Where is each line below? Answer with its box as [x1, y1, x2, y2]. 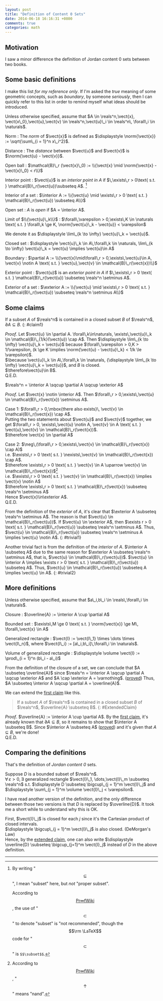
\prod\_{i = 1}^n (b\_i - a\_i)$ [5, 655, 61, 661]
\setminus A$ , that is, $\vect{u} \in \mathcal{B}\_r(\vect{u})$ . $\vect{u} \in [5, 554, 154, 560]
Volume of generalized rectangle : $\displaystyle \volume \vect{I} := [5, 650, 140, 656]
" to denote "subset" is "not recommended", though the [12, 920, 124, 926]
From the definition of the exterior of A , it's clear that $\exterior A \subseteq [5, 509, 157, 514]
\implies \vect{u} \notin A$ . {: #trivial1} [5, 534, 81, 540]
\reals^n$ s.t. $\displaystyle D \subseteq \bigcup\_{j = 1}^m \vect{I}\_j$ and [5, 781, 155, 787]
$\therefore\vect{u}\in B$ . [5, 367, 57, 373]
